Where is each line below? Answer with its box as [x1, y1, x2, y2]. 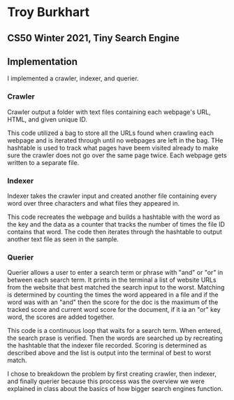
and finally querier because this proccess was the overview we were [7, 377, 205, 385]
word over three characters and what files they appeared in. [7, 199, 180, 207]
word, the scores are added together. [7, 313, 115, 322]
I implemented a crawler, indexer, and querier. [7, 74, 139, 83]
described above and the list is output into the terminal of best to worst [7, 349, 212, 357]
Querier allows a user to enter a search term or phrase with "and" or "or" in [7, 269, 224, 277]
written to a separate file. [7, 158, 80, 166]
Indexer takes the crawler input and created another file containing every [7, 192, 217, 200]
